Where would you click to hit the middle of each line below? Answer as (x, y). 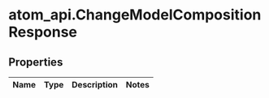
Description (95, 85)
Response (43, 32)
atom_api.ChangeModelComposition (135, 15)
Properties (36, 62)
